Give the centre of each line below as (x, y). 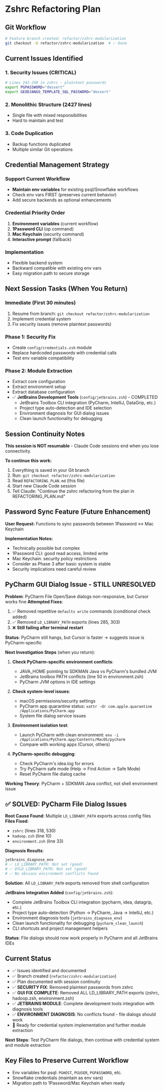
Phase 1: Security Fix (30, 337)
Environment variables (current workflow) (55, 223)
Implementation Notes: (29, 538)
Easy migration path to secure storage (51, 273)
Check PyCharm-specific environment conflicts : (63, 662)
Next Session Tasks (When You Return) (66, 289)
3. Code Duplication (29, 133)
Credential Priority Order (35, 213)
